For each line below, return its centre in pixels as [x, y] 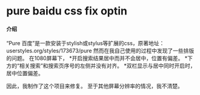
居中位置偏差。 [25, 73]
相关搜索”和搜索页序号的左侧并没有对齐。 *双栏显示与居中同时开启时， [107, 66]
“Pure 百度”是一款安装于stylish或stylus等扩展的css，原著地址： [85, 43]
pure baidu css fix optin [67, 11]
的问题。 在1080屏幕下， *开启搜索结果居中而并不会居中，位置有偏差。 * [97, 58]
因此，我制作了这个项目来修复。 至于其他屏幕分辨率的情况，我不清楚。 [95, 86]
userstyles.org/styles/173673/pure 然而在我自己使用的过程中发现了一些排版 [100, 51]
